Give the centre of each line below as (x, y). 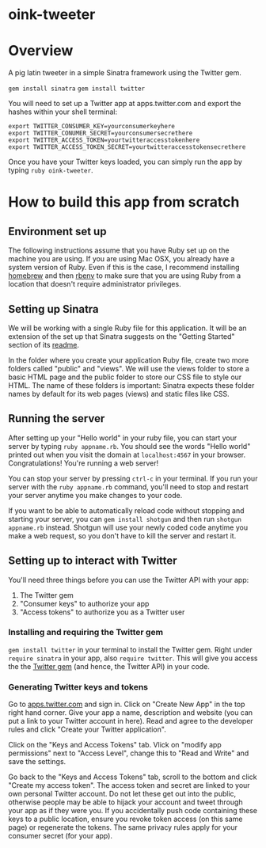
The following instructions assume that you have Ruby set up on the (119, 250)
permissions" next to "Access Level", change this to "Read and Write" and (129, 753)
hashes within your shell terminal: (63, 112)
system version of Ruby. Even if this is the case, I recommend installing (124, 268)
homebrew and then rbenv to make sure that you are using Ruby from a (125, 276)
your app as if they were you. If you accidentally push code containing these (133, 811)
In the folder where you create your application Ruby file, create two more (129, 360)
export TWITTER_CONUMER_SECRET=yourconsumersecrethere (101, 133)
